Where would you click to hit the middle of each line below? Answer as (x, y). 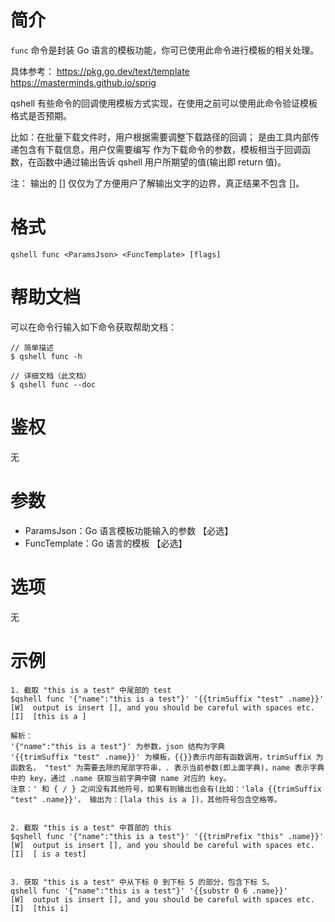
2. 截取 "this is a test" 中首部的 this (91, 827)
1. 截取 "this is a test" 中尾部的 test (91, 690)
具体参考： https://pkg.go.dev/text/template (100, 71)
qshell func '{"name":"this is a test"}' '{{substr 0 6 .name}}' (149, 891)
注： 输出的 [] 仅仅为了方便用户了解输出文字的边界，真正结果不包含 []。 (157, 183)
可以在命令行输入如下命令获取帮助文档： (93, 327)
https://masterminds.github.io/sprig (83, 82)
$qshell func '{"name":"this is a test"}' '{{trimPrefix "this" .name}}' (167, 836)
